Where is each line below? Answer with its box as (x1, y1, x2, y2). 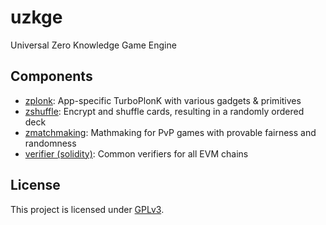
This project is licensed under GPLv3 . (10, 203, 165, 215)
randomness (24, 137, 77, 149)
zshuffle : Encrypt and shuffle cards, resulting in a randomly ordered (24, 105, 305, 117)
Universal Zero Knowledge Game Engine (10, 39, 177, 51)
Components (10, 68, 93, 85)
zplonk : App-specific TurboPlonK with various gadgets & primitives (24, 94, 302, 106)
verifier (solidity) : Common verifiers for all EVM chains (24, 147, 249, 160)
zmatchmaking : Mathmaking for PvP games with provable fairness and (24, 126, 317, 138)
